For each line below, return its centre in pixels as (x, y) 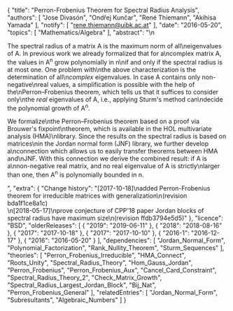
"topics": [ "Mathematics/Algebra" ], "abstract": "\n (81, 32)
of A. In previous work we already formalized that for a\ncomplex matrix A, (114, 53)
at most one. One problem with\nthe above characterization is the (102, 69)
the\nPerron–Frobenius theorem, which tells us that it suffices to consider (113, 92)
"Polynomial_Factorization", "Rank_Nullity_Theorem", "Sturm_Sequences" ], (116, 247)
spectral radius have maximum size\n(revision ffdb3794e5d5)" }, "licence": (115, 218)
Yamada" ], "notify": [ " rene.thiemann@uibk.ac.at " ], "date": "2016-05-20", (115, 25)
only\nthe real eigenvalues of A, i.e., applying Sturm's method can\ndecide (115, 99)
